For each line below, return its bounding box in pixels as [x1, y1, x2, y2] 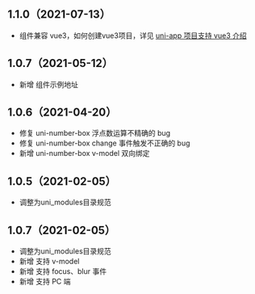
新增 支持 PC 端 [19, 277, 71, 287]
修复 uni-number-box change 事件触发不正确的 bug [19, 138, 190, 148]
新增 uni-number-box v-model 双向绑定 [19, 149, 150, 158]
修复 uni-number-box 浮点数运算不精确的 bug [19, 128, 171, 138]
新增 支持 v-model [19, 257, 80, 267]
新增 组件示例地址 [19, 79, 78, 89]
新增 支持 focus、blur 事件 [19, 267, 107, 276]
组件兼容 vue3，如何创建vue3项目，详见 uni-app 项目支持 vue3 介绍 [19, 31, 247, 40]
